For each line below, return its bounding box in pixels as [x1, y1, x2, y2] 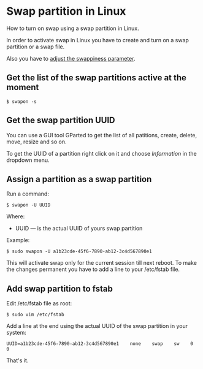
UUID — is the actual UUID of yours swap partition [15, 225, 143, 232]
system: [6, 329, 26, 337]
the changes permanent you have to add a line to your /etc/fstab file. [6, 265, 180, 273]
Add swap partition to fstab [6, 283, 113, 294]
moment [6, 82, 39, 93]
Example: [6, 237, 30, 244]
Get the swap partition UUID [6, 115, 115, 126]
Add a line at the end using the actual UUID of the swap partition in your [6, 322, 188, 330]
